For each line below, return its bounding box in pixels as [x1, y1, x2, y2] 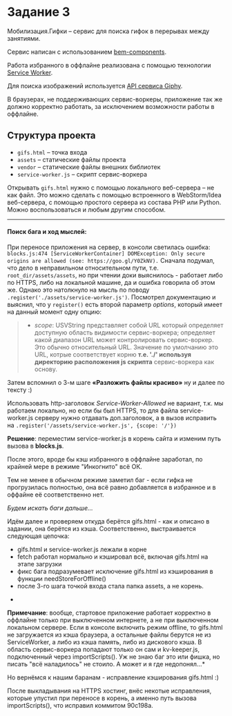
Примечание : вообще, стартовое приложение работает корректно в [7, 608, 211, 617]
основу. [34, 365, 57, 373]
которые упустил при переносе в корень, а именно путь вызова [7, 694, 197, 702]
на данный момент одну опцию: [7, 308, 102, 316]
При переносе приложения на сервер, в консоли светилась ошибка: [7, 243, 211, 251]
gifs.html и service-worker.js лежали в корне [17, 545, 147, 553]
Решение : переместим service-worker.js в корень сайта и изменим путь [7, 434, 221, 442]
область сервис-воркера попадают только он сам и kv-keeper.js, [7, 645, 200, 653]
